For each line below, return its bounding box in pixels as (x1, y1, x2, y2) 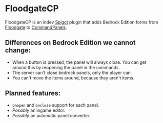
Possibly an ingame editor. (12, 107, 66, 113)
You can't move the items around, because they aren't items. (12, 74, 135, 81)
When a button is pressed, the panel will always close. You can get (12, 59, 146, 65)
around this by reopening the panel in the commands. (12, 64, 120, 70)
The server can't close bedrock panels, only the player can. (12, 70, 132, 75)
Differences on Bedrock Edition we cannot (5, 39, 136, 47)
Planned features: (5, 89, 61, 98)
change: (5, 46, 31, 54)
